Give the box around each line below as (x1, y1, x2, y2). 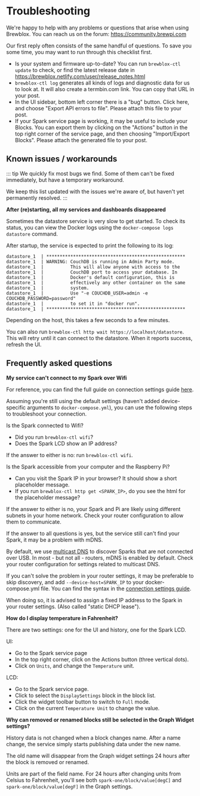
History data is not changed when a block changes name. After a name (6, 734, 181, 741)
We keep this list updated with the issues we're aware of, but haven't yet (6, 188, 184, 195)
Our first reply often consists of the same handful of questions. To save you (6, 42, 192, 49)
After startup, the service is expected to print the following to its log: (6, 242, 174, 249)
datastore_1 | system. (6, 285, 90, 291)
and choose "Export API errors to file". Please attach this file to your (14, 104, 182, 112)
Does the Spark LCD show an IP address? (14, 440, 118, 447)
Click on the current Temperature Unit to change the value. (14, 704, 160, 711)
